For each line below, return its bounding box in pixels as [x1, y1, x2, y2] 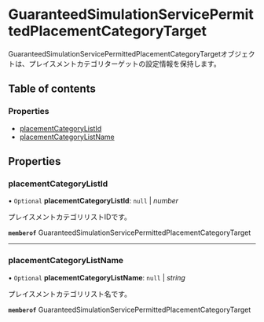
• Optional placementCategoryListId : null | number [8, 196, 179, 206]
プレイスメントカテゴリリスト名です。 [8, 289, 132, 298]
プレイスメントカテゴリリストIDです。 [8, 212, 132, 221]
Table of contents [8, 82, 96, 96]
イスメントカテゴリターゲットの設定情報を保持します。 [42, 59, 222, 68]
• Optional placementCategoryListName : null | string [8, 273, 186, 282]
